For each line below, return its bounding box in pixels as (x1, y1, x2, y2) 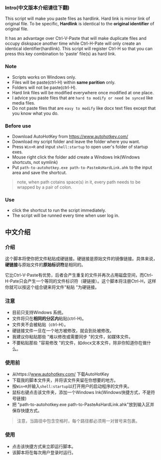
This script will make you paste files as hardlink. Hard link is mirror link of (5, 16, 150, 21)
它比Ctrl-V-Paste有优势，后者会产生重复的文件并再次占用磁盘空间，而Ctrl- (5, 272, 153, 278)
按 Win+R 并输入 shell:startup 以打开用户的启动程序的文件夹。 (12, 383, 132, 389)
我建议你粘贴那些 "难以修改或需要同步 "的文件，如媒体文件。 (12, 334, 133, 340)
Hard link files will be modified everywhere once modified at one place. (12, 89, 154, 95)
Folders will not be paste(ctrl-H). (12, 84, 77, 90)
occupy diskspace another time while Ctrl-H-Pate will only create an (5, 40, 141, 47)
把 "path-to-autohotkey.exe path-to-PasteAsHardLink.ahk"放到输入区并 (12, 402, 155, 407)
